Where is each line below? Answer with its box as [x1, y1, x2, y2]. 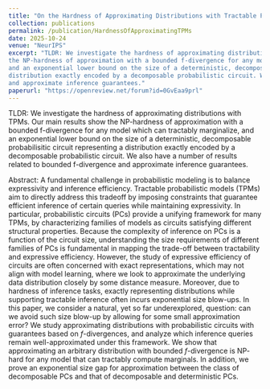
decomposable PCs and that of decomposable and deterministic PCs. [8, 371, 239, 382]
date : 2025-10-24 [8, 34, 67, 43]
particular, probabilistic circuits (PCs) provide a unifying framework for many [8, 210, 262, 219]
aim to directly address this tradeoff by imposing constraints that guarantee [8, 192, 258, 202]
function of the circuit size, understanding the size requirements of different [8, 235, 260, 245]
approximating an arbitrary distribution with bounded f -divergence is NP [8, 346, 247, 356]
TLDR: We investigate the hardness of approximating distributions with [8, 109, 242, 118]
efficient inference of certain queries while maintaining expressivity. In [8, 201, 241, 211]
